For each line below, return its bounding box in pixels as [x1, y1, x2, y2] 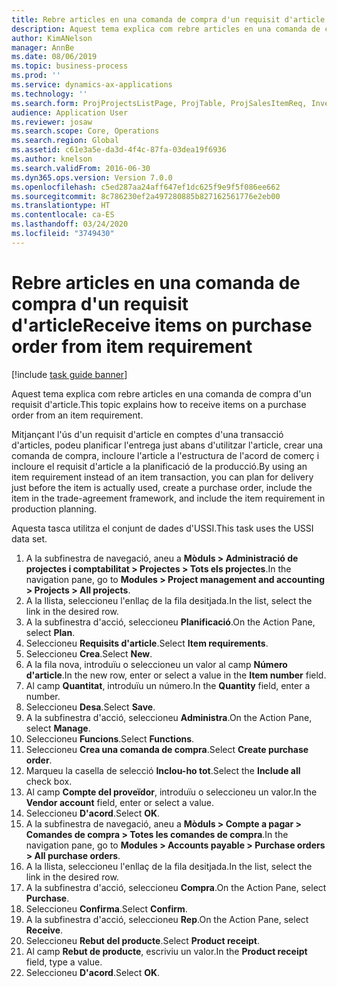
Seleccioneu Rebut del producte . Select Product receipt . [25, 934, 261, 946]
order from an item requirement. [11, 409, 144, 421]
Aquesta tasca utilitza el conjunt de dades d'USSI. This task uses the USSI [11, 522, 314, 534]
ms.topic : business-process [11, 61, 129, 71]
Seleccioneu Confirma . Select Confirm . [25, 902, 188, 915]
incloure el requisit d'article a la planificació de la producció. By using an [11, 460, 308, 472]
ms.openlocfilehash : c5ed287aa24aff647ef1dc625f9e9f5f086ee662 [11, 182, 281, 192]
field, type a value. [25, 956, 103, 968]
